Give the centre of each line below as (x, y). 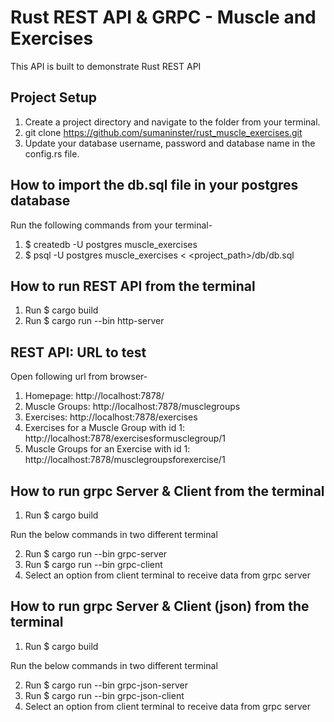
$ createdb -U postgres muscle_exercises (111, 244)
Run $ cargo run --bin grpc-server (96, 554)
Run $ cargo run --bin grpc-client (93, 564)
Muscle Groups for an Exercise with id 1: (107, 449)
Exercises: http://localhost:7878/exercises (111, 417)
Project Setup (54, 97)
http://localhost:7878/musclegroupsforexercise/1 (125, 460)
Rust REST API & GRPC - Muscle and (163, 17)
